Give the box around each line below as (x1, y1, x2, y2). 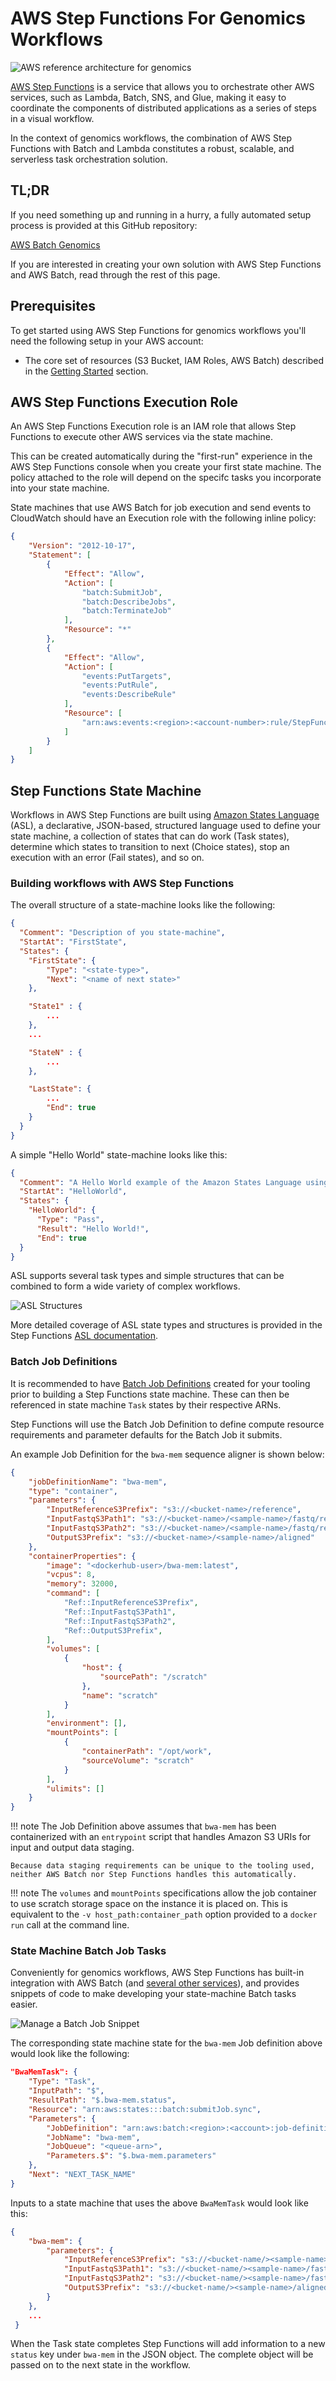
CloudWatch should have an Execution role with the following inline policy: (10, 512, 317, 524)
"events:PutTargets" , (81, 671, 172, 681)
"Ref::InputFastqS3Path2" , (63, 1616, 177, 1626)
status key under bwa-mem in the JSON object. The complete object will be (10, 2348, 314, 2361)
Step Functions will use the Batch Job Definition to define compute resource (10, 1418, 325, 1430)
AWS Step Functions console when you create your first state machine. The (10, 461, 322, 473)
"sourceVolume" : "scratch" (81, 1755, 195, 1766)
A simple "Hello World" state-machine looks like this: (10, 1148, 228, 1161)
